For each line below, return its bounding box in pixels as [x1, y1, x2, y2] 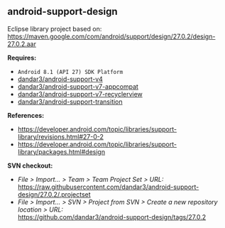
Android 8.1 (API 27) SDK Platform [17, 68, 124, 75]
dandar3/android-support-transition [17, 97, 123, 106]
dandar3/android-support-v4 [17, 75, 103, 83]
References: [7, 111, 45, 119]
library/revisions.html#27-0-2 [17, 132, 104, 141]
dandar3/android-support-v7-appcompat [17, 82, 138, 91]
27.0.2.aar [7, 39, 37, 48]
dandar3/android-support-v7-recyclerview [17, 89, 143, 98]
